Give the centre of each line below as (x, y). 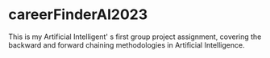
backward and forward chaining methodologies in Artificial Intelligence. (127, 44)
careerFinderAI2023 (78, 15)
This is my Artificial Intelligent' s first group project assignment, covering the (135, 37)
